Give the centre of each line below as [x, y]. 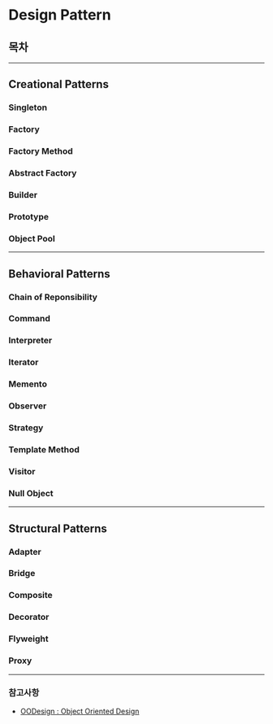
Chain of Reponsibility [53, 297]
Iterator [24, 362]
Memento [28, 384]
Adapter [25, 552]
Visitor [22, 471]
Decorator [29, 617]
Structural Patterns [58, 528]
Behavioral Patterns [60, 274]
